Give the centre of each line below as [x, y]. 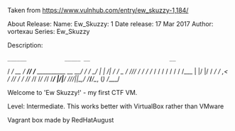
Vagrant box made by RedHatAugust [61, 120]
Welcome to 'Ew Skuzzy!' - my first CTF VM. [72, 92]
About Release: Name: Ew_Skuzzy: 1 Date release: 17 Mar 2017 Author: [110, 24]
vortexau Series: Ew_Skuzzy [49, 32]
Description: [25, 45]
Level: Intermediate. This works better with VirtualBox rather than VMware [116, 106]
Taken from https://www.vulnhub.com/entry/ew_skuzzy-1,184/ [98, 10]
